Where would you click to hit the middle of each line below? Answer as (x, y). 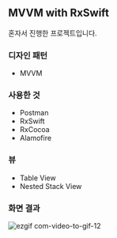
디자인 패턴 (28, 55)
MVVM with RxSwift (58, 13)
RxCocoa (34, 130)
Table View (38, 178)
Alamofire (36, 138)
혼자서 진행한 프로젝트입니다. (53, 33)
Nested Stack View (51, 186)
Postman (34, 113)
